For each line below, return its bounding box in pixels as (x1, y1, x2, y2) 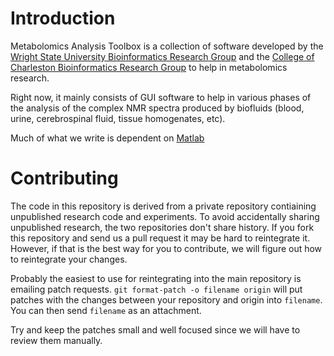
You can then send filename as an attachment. (10, 304, 202, 316)
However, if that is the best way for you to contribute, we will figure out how (10, 242, 323, 254)
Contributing (10, 167, 119, 190)
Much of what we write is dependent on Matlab (10, 132, 205, 144)
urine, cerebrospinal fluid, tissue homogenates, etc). (10, 112, 226, 124)
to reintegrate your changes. (10, 253, 128, 265)
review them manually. (10, 334, 103, 346)
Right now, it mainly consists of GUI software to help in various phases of (10, 91, 312, 103)
